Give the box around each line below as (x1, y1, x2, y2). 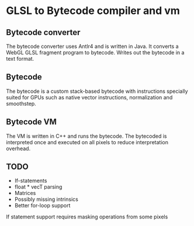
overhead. (6, 145, 31, 152)
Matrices (14, 190, 36, 197)
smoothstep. (6, 100, 36, 107)
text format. (6, 55, 34, 62)
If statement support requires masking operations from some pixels (6, 213, 168, 220)
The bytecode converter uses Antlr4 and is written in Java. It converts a (6, 43, 179, 50)
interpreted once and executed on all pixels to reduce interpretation (6, 138, 168, 145)
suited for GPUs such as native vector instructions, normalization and (6, 93, 173, 100)
